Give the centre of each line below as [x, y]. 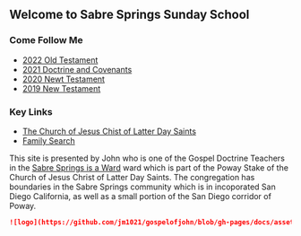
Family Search [48, 140]
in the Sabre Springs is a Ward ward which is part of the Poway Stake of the [149, 167]
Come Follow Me [46, 40]
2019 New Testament [61, 88]
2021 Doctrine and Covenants [77, 69]
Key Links [31, 111]
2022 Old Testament [60, 60]
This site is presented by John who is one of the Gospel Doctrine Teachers [147, 158]
